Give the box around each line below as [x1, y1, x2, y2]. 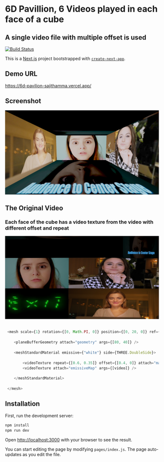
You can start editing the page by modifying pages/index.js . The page [5, 446, 147, 452]
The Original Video [5, 204, 63, 212]
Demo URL [5, 70, 38, 78]
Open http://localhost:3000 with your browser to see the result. [5, 437, 133, 442]
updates [5, 451, 22, 457]
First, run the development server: [5, 413, 74, 419]
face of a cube [5, 14, 64, 25]
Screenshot [5, 97, 41, 105]
